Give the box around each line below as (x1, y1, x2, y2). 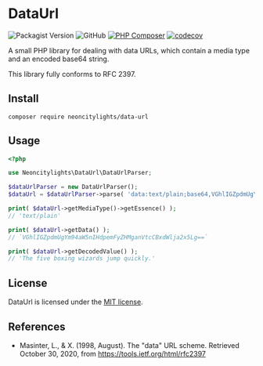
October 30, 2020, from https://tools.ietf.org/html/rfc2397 (19, 349, 206, 358)
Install (8, 92, 39, 106)
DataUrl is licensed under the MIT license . (8, 297, 143, 306)
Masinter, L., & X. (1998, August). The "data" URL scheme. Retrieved (19, 340, 240, 350)
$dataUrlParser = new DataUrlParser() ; (8, 183, 139, 191)
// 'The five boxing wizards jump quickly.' (8, 255, 156, 263)
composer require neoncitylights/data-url (8, 113, 149, 121)
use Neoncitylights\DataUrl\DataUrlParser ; (8, 169, 153, 177)
